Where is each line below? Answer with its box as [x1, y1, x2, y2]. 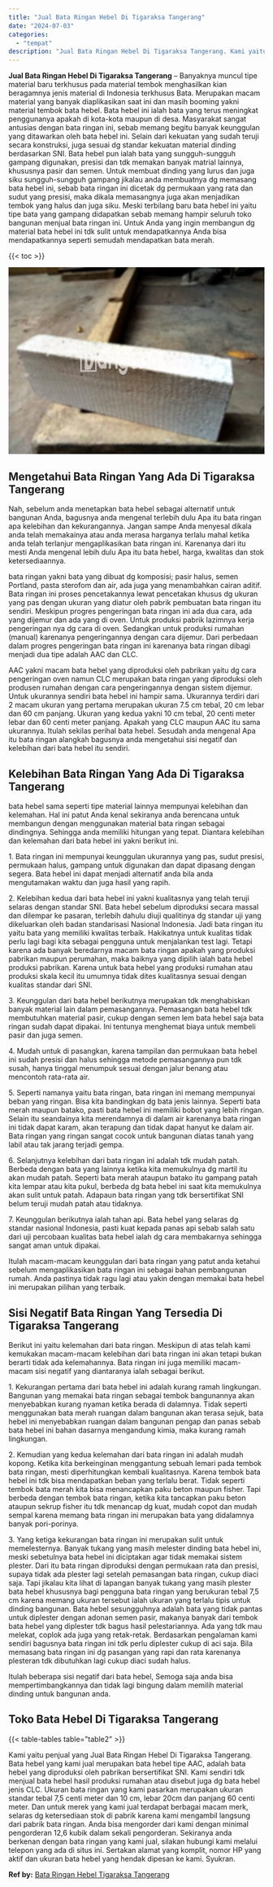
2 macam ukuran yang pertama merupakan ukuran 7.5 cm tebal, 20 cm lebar [8, 700, 265, 710]
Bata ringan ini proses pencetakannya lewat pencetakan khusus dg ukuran [8, 589, 258, 599]
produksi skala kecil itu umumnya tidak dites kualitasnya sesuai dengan [8, 972, 247, 981]
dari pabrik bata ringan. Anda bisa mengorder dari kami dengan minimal [8, 1819, 249, 1828]
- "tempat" [15, 39, 53, 47]
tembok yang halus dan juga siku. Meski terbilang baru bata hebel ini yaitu [8, 200, 258, 211]
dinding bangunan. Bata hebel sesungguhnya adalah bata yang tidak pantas [8, 1604, 262, 1614]
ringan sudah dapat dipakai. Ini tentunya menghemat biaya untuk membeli [8, 1022, 256, 1032]
